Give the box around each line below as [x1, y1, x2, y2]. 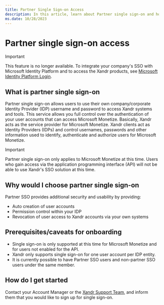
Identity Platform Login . [5, 74, 52, 79]
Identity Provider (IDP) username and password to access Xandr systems [5, 106, 152, 112]
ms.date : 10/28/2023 [5, 16, 47, 21]
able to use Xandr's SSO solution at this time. [5, 167, 96, 173]
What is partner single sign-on [5, 88, 100, 96]
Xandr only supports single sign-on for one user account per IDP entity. [12, 251, 156, 257]
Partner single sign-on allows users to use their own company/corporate [5, 101, 151, 107]
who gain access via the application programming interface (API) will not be [5, 161, 158, 167]
